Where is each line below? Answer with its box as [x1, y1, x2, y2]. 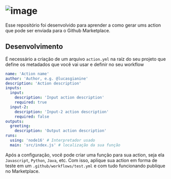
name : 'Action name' [5, 71, 50, 76]
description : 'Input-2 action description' [14, 109, 109, 115]
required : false [14, 114, 50, 119]
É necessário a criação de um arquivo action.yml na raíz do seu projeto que [5, 56, 166, 62]
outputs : [5, 119, 24, 124]
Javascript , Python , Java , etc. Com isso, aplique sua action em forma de [5, 157, 158, 163]
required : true [14, 100, 47, 105]
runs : [5, 133, 17, 138]
